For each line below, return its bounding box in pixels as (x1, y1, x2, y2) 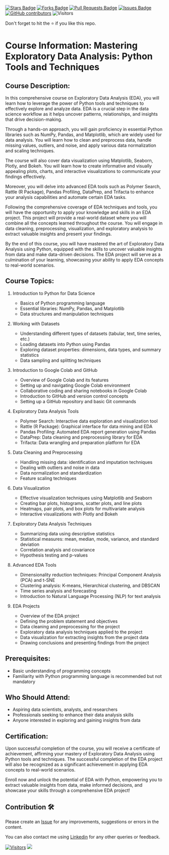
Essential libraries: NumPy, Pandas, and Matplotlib (20, 305, 125, 311)
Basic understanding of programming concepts (12, 668, 111, 674)
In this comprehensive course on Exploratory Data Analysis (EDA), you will (5, 95, 160, 101)
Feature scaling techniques (20, 475, 77, 481)
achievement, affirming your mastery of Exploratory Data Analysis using (5, 751, 155, 757)
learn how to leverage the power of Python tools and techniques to (5, 100, 144, 106)
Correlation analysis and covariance (20, 546, 95, 552)
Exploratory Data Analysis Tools (12, 408, 79, 414)
